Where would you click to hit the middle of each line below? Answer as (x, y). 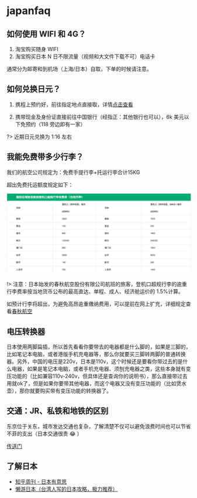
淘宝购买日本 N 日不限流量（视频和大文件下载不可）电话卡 (85, 56)
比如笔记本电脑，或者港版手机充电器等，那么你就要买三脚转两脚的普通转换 (96, 354)
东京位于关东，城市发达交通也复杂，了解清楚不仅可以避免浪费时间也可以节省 (99, 426)
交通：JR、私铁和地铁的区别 (58, 411)
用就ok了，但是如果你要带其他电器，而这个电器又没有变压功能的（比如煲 (94, 383)
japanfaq (29, 11)
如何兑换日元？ (34, 89)
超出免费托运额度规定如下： (40, 184)
